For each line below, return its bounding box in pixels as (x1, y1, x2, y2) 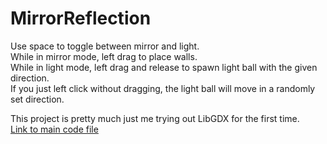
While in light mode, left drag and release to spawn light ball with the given (10, 61, 318, 73)
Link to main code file (10, 123, 99, 135)
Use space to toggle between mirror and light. (10, 40, 200, 52)
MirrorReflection (10, 7, 152, 30)
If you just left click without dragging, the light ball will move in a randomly (10, 82, 316, 94)
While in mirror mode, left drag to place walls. (10, 50, 198, 62)
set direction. (10, 93, 65, 105)
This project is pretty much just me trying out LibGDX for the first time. (10, 112, 300, 124)
